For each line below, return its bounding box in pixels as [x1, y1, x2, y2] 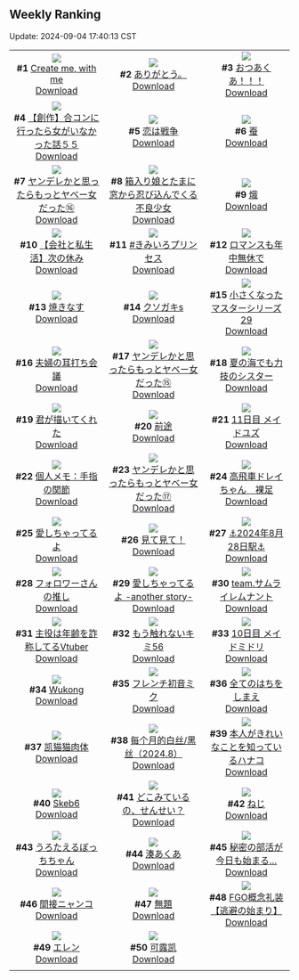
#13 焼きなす [28, 300, 85, 313]
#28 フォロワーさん [15, 576, 98, 589]
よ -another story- [114, 590, 193, 602]
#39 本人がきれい [209, 727, 283, 739]
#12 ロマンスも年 [209, 238, 283, 250]
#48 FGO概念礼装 [208, 891, 284, 903]
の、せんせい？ [122, 804, 185, 816]
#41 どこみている [117, 790, 190, 803]
